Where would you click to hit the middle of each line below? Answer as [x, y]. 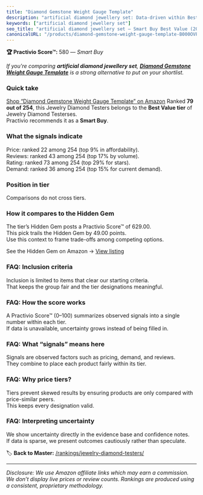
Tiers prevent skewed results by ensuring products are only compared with [100, 393]
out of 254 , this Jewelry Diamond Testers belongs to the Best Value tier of [99, 108]
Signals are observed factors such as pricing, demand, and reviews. [91, 357]
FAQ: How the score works [46, 302]
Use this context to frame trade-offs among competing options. [85, 239]
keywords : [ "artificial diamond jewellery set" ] [69, 23]
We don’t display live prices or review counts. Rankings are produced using [100, 479]
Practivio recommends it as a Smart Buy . [57, 121]
